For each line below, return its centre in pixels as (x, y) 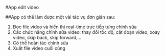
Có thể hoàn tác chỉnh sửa (40, 43)
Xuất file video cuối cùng (39, 48)
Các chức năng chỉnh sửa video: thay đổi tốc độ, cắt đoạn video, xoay (86, 32)
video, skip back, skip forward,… (47, 38)
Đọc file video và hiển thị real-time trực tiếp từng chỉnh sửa (75, 27)
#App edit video (22, 7)
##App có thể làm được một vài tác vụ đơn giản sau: (60, 17)
